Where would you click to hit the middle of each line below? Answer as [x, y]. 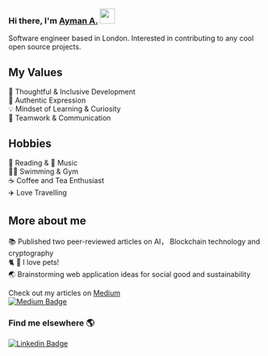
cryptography [31, 253]
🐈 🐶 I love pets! [34, 262]
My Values [36, 72]
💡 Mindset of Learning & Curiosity [65, 109]
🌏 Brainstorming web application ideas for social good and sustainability [130, 274]
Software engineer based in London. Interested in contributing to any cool [131, 38]
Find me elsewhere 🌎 [52, 323]
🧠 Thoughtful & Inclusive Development [72, 92]
